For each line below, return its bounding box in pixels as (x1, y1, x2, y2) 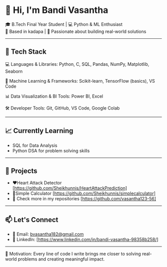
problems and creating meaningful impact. (17, 256, 105, 262)
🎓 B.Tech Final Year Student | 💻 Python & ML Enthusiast (5, 21, 123, 27)
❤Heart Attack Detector (12, 180, 62, 186)
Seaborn (5, 68, 23, 74)
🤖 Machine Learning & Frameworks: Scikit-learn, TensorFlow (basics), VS (5, 78, 155, 84)
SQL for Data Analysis (12, 142, 58, 148)
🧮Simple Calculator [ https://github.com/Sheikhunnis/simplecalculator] (12, 190, 156, 196)
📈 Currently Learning (5, 127, 74, 135)
